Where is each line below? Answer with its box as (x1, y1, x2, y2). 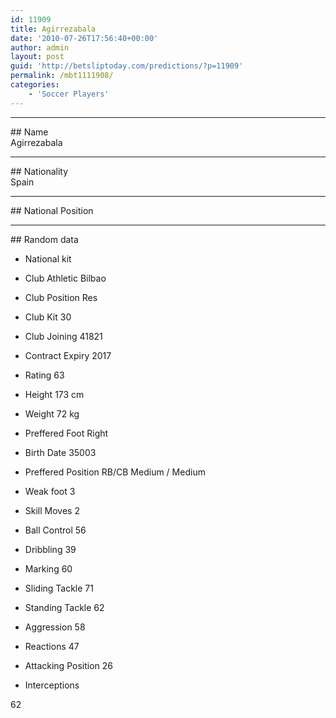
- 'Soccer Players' (28, 89, 110, 99)
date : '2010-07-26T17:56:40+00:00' (10, 33, 159, 43)
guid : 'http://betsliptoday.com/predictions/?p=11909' (10, 61, 244, 71)
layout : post (10, 52, 65, 62)
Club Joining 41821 (24, 330, 103, 342)
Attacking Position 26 (24, 659, 113, 671)
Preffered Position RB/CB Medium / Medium (24, 466, 206, 478)
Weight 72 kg (24, 407, 80, 420)
